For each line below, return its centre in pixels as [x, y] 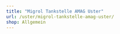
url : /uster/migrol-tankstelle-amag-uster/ [60, 17]
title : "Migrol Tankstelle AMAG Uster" [55, 11]
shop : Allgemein [26, 22]
